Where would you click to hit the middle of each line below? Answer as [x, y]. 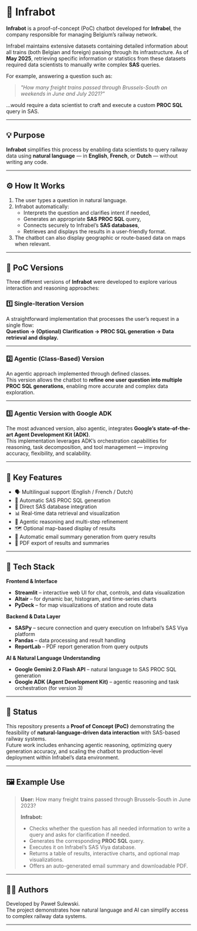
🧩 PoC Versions [35, 268]
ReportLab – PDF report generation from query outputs [81, 647]
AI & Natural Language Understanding [53, 658]
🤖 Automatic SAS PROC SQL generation [62, 500]
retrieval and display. [32, 337]
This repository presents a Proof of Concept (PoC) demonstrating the [90, 726]
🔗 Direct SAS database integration [56, 507]
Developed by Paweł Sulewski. [43, 904]
